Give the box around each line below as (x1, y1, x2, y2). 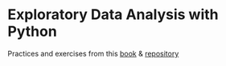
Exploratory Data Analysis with (7, 6, 219, 24)
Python (7, 22, 57, 41)
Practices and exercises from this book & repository (7, 49, 179, 58)
